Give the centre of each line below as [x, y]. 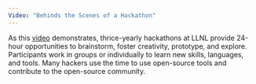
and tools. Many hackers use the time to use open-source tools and [117, 63]
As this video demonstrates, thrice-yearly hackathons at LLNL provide [122, 38]
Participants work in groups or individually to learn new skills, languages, [126, 54]
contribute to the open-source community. [77, 71]
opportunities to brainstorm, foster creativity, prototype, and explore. [136, 46]
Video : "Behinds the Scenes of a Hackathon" [82, 15]
